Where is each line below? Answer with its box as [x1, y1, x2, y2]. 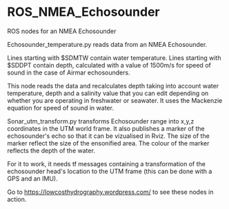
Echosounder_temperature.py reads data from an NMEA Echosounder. [7, 40, 208, 48]
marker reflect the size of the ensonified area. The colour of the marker [7, 139, 210, 147]
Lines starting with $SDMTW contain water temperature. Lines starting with [7, 53, 221, 62]
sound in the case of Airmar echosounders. [7, 68, 130, 77]
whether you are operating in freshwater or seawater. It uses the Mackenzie [7, 96, 223, 104]
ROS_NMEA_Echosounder [7, 4, 160, 20]
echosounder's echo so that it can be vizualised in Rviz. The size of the [7, 132, 210, 140]
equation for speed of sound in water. [7, 103, 114, 112]
